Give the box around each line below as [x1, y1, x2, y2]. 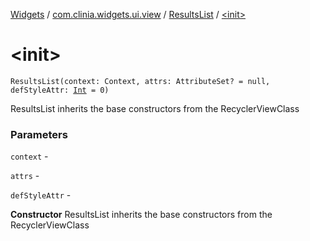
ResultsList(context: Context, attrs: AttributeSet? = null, [10, 76, 271, 86]
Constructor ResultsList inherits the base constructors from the [10, 209, 273, 221]
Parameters [10, 127, 68, 141]
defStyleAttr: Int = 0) [10, 85, 110, 95]
